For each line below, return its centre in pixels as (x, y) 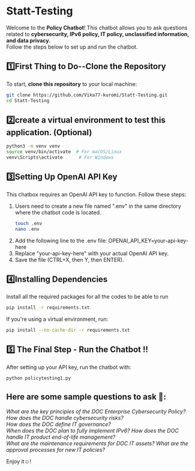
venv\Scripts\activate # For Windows (60, 157)
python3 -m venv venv (33, 146)
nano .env (27, 229)
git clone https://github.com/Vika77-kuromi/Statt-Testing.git (87, 95)
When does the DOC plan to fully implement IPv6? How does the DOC (92, 430)
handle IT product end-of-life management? (61, 437)
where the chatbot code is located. (58, 212)
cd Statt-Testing (28, 100)
